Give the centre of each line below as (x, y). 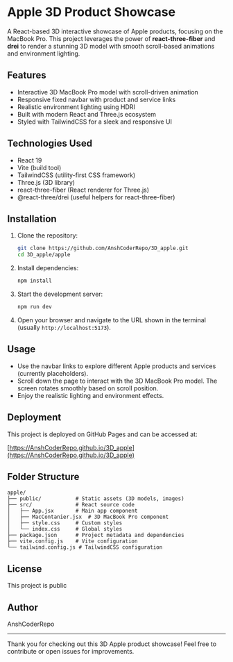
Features (27, 75)
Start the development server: (60, 294)
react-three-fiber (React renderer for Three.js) (83, 190)
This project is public (37, 586)
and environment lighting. (44, 53)
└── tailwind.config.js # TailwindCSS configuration (85, 547)
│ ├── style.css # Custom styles (65, 523)
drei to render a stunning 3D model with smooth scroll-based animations (111, 46)
